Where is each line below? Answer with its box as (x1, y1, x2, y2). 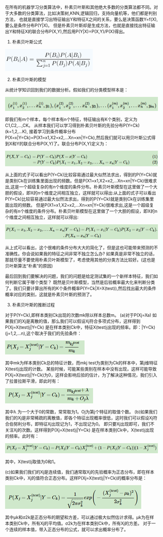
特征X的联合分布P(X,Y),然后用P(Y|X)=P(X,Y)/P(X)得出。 (16, 29, 128, 34)
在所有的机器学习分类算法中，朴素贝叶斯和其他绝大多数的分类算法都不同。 (5, 4, 154, 10)
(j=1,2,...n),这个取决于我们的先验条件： (5, 330, 81, 337)
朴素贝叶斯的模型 (12, 77, 47, 82)
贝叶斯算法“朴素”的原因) (5, 263, 53, 269)
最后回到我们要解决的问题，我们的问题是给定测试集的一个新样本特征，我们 (5, 273, 154, 279)
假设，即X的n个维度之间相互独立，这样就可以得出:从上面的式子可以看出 (13, 190, 156, 196)
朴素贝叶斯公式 (12, 39, 42, 45)
